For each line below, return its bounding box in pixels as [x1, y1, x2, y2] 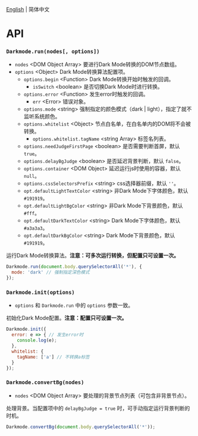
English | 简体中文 [6, 6, 50, 12]
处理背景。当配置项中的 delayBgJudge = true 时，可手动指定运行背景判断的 [6, 404, 190, 412]
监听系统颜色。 [23, 113, 61, 120]
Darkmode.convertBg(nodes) [6, 379, 84, 386]
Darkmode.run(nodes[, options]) [6, 48, 100, 55]
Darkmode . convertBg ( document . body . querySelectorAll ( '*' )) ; [6, 424, 156, 430]
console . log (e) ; [17, 337, 58, 344]
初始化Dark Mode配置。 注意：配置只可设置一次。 [6, 315, 127, 322]
